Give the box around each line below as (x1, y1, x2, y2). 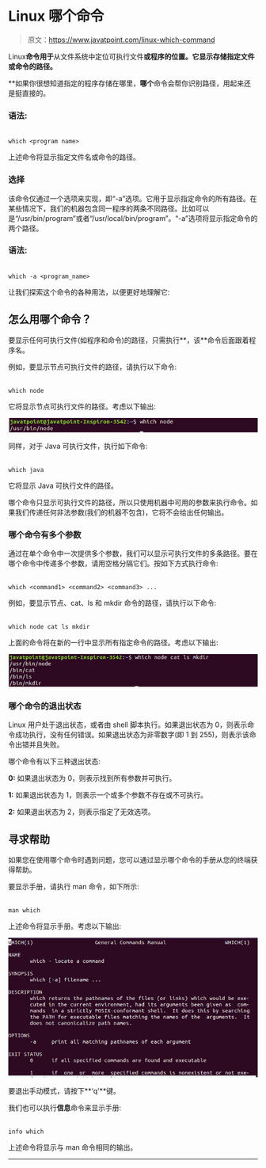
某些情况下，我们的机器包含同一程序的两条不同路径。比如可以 (8, 204, 210, 213)
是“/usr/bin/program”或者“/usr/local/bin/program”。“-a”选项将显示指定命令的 (8, 213, 258, 223)
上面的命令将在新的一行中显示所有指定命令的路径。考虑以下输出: (8, 638, 219, 648)
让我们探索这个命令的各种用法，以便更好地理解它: (8, 287, 170, 297)
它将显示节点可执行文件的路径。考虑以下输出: (8, 401, 157, 411)
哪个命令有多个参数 (8, 529, 82, 540)
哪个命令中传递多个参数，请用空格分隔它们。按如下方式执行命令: (8, 559, 219, 569)
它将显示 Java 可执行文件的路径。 (8, 481, 119, 490)
